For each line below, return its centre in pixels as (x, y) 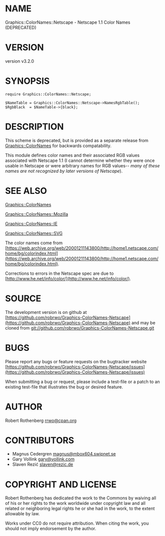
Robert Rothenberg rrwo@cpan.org (41, 421)
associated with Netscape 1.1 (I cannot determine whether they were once (80, 160)
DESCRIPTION (34, 127)
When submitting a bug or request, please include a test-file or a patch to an (82, 382)
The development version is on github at (46, 312)
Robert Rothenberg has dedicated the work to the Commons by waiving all (81, 498)
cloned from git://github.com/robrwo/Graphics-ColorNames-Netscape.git (80, 328)
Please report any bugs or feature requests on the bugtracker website (76, 361)
